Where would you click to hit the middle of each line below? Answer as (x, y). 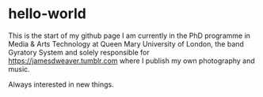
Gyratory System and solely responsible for (79, 52)
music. (19, 69)
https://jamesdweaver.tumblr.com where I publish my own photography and (131, 61)
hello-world (48, 14)
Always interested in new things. (61, 84)
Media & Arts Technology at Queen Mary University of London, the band (126, 43)
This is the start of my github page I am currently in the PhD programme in (130, 35)
